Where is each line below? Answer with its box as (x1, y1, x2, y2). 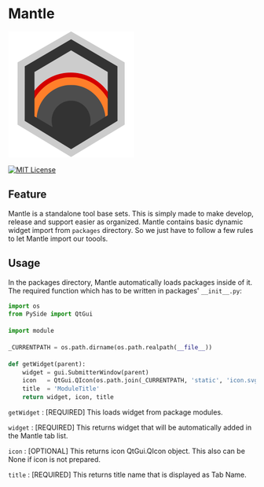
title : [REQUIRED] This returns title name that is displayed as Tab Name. (8, 470, 247, 480)
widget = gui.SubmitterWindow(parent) (22, 368, 149, 376)
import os (8, 302, 41, 310)
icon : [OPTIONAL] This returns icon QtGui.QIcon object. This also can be (8, 446, 246, 456)
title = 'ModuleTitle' (22, 385, 101, 393)
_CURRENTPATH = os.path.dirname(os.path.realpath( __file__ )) (8, 343, 213, 351)
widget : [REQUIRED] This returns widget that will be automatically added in (8, 422, 252, 433)
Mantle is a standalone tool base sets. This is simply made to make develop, (8, 208, 254, 218)
